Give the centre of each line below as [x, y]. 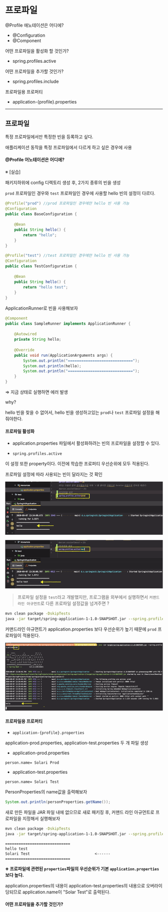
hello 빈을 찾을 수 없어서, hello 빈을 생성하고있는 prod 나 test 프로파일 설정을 [80, 413]
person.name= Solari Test [32, 782]
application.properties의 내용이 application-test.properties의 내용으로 [75, 885]
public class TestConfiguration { [41, 266]
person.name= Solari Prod [32, 763]
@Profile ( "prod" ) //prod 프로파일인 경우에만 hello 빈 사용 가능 [67, 203]
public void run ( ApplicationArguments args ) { [63, 355]
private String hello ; [38, 340]
